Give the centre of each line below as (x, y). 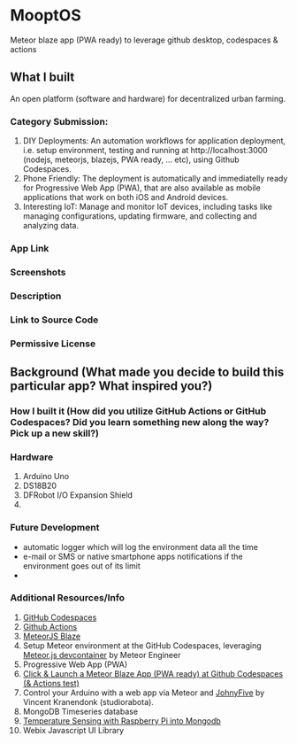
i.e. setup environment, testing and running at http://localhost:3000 (145, 151)
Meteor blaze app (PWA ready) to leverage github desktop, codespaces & (144, 40)
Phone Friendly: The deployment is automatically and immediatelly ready (155, 179)
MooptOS (46, 15)
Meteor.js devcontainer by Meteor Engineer (102, 655)
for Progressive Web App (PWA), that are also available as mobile (142, 188)
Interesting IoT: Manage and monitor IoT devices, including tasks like (148, 207)
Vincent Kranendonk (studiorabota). (88, 701)
